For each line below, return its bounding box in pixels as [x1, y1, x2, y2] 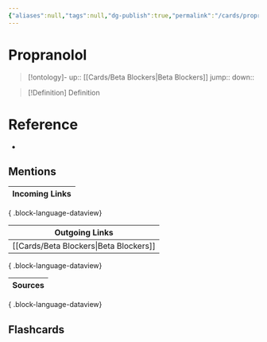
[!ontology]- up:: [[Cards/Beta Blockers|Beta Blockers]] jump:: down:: [27, 72, 254, 82]
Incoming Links [12, 188, 72, 200]
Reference [8, 115, 78, 134]
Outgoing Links [54, 227, 114, 239]
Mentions [8, 165, 57, 178]
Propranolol [8, 45, 87, 64]
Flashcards [8, 323, 65, 336]
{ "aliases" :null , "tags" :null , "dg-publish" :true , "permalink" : [8, 11, 215, 20]
